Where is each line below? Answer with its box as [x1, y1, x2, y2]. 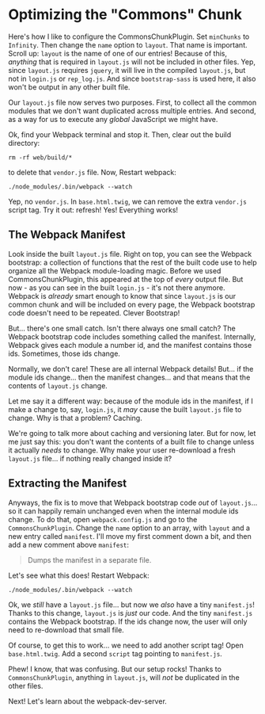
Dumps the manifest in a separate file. [27, 555, 152, 564]
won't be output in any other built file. [8, 82, 131, 92]
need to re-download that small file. [8, 624, 124, 635]
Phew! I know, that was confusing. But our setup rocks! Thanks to [8, 664, 221, 674]
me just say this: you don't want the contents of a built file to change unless [8, 437, 255, 446]
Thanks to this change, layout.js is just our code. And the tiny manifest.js [8, 608, 253, 617]
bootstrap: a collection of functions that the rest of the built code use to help [8, 258, 257, 267]
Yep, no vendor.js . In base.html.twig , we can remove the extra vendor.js [8, 197, 247, 206]
